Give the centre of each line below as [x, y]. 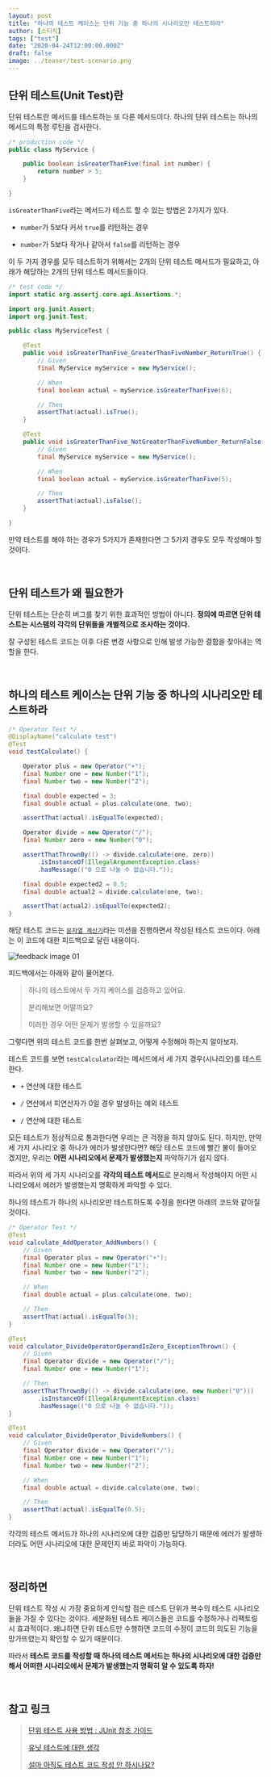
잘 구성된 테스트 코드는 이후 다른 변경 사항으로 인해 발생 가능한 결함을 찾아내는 [131, 641]
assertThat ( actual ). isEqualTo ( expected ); [93, 818]
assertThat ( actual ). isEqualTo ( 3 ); [81, 1317]
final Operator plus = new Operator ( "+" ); [95, 1257]
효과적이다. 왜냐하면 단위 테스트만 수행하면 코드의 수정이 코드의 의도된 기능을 [137, 1628]
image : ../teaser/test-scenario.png [70, 61]
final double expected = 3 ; [70, 796]
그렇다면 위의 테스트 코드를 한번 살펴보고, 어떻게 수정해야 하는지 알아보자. [123, 1041]
